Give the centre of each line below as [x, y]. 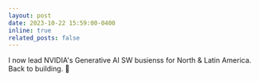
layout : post [30, 15]
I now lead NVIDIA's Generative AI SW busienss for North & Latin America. [130, 60]
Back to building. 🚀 [39, 69]
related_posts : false [44, 38]
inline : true [30, 30]
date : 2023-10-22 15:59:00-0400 [62, 23]
